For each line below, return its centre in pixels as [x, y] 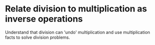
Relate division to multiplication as [76, 9]
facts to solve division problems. [38, 37]
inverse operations [44, 19]
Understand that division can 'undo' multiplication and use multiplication [77, 32]
